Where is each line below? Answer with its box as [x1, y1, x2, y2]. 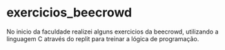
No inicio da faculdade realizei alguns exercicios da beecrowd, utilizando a [6, 27, 219, 36]
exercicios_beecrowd [6, 5, 133, 21]
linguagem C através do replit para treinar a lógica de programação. [6, 34, 199, 42]
